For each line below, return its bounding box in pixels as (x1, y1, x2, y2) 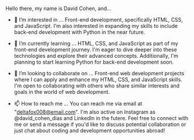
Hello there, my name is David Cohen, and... (5, 5, 112, 12)
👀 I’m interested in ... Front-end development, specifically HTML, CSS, (13, 16, 183, 23)
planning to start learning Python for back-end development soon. (13, 58, 174, 65)
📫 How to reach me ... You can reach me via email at (13, 100, 142, 107)
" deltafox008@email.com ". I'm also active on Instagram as (13, 108, 156, 116)
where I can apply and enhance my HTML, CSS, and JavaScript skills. (13, 76, 183, 83)
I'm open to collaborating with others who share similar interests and (13, 82, 180, 89)
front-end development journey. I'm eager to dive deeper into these (13, 46, 177, 53)
